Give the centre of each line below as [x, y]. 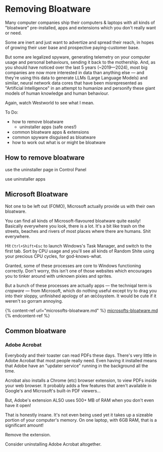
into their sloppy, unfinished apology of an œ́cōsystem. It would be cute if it [81, 296]
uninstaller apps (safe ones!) [48, 127]
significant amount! [24, 425]
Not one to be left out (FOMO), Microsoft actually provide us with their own [80, 206]
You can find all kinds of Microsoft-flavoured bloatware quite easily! [73, 221]
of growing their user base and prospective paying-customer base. [72, 47]
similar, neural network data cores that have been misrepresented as [74, 83]
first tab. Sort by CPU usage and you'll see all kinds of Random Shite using [80, 251]
